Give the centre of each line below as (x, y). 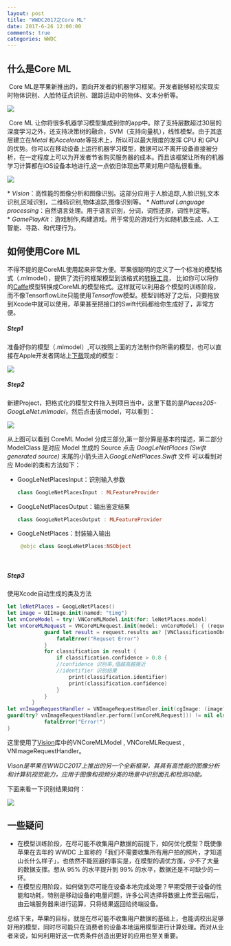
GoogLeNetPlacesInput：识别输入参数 (71, 479)
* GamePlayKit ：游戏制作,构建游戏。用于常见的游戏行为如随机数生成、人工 (113, 219)
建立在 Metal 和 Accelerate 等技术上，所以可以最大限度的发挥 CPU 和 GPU (115, 140)
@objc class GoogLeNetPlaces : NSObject (76, 547)
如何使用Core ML (44, 252)
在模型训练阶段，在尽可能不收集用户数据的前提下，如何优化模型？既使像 (119, 843)
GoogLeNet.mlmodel (36, 411)
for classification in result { (90, 651)
